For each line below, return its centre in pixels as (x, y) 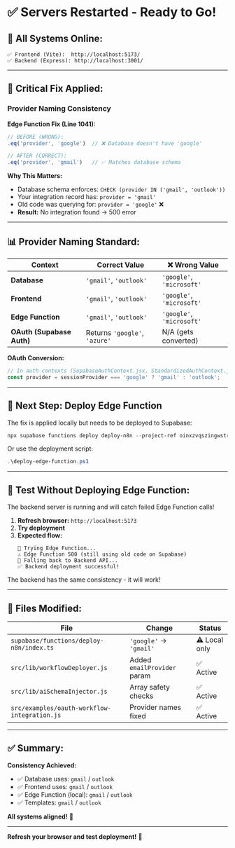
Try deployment (41, 528)
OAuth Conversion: (36, 358)
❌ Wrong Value (193, 265)
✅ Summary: (36, 748)
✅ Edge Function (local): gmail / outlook (75, 794)
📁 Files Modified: (45, 608)
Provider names (155, 707)
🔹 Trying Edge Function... (57, 548)
